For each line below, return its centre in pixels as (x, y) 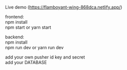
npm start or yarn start (28, 27)
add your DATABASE (26, 62)
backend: (15, 37)
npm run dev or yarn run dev (34, 47)
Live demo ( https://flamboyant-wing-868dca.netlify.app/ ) (64, 7)
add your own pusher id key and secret (45, 57)
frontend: (15, 17)
